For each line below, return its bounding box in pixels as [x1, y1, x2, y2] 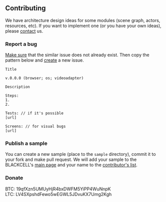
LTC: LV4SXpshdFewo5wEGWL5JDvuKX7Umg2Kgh [5, 191, 112, 197]
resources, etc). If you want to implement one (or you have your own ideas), [5, 23, 161, 29]
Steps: [5, 93, 19, 98]
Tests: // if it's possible [5, 111, 64, 116]
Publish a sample [5, 140, 47, 147]
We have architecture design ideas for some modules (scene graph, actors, [5, 17, 160, 23]
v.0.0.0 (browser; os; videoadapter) [5, 76, 84, 81]
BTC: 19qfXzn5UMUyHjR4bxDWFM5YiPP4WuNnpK [5, 185, 111, 192]
